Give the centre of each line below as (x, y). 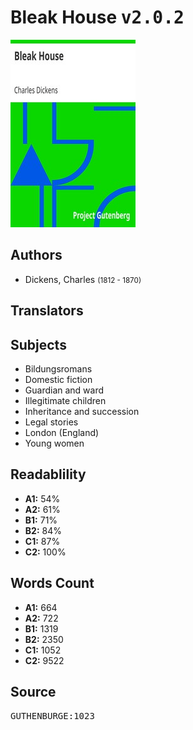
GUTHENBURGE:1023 (52, 716)
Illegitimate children (65, 400)
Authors (36, 255)
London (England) (62, 432)
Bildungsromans (58, 368)
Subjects (38, 344)
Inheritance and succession (82, 411)
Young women (54, 443)
